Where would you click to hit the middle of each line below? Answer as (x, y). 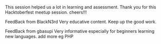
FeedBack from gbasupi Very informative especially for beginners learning (80, 31)
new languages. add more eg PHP (39, 36)
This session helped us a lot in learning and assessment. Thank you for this (80, 7)
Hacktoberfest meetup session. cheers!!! (46, 12)
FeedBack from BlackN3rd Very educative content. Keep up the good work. (81, 22)
